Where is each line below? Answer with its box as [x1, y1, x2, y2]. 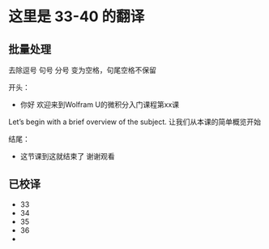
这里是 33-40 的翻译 [8, 7, 145, 26]
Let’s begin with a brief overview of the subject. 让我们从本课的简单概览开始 [8, 117, 262, 127]
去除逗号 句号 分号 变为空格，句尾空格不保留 [8, 66, 156, 75]
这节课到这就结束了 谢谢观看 [19, 152, 115, 161]
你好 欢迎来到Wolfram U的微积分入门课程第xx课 [19, 100, 180, 109]
